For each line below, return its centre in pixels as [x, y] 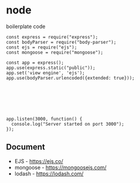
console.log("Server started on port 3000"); [68, 124]
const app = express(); [35, 63]
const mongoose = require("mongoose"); [55, 52]
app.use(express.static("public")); [51, 68]
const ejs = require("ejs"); [42, 47]
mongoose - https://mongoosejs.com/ [60, 167]
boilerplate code [26, 26]
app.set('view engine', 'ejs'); [45, 73]
